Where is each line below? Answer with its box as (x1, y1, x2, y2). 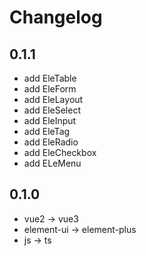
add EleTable (23, 72, 77, 84)
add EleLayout (23, 94, 84, 105)
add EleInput (23, 115, 77, 126)
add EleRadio (23, 136, 79, 148)
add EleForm (23, 83, 77, 95)
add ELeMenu (23, 157, 82, 169)
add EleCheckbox (23, 147, 97, 158)
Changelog (9, 6, 103, 29)
